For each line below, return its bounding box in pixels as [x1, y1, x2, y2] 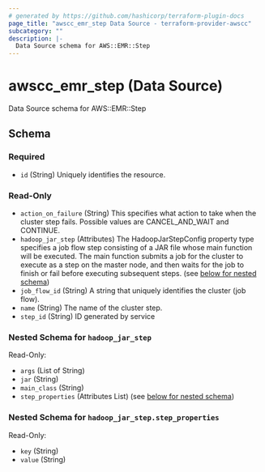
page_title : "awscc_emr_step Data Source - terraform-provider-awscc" [8, 19, 252, 28]
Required [8, 151, 45, 163]
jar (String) [19, 374, 59, 385]
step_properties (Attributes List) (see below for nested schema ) [19, 392, 235, 402]
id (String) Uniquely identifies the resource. [19, 169, 166, 179]
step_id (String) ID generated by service [19, 312, 156, 321]
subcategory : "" [8, 27, 63, 35]
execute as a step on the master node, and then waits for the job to [19, 260, 245, 270]
